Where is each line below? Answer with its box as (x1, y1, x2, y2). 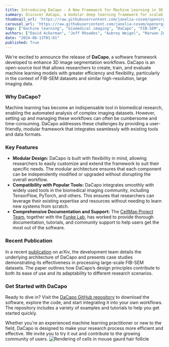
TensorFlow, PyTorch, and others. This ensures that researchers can (12, 193, 154, 199)
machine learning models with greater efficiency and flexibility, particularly (5, 70, 160, 76)
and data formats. (5, 131, 42, 137)
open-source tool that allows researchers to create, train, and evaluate (5, 64, 151, 70)
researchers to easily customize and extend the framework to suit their (12, 160, 159, 166)
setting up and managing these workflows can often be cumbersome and (5, 115, 157, 121)
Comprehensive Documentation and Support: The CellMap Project (12, 209, 153, 215)
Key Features (5, 144, 39, 151)
